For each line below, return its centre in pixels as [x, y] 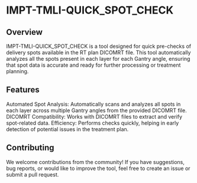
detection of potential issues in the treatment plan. [67, 129]
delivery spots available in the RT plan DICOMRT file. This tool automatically [98, 53]
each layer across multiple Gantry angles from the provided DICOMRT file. [97, 110]
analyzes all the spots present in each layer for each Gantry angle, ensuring [98, 59]
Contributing [30, 148]
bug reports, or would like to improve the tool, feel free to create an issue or [98, 168]
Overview [25, 32]
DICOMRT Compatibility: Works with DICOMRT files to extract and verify [94, 116]
